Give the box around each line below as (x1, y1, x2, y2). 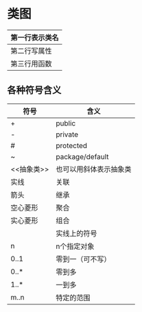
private (56, 130, 79, 139)
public (56, 118, 76, 128)
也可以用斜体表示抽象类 (56, 164, 132, 173)
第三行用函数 (10, 59, 53, 69)
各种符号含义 (7, 84, 62, 96)
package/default (56, 152, 109, 161)
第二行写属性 (10, 46, 53, 56)
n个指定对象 (56, 241, 95, 251)
